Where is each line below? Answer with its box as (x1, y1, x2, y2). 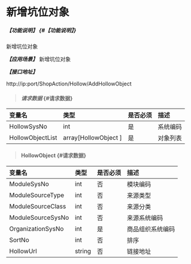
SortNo (9, 235, 30, 244)
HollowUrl (9, 247, 37, 255)
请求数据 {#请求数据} (20, 94, 73, 102)
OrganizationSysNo (9, 225, 64, 233)
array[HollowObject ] (62, 134, 122, 142)
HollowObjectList (9, 134, 57, 142)
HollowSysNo (9, 122, 47, 131)
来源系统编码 (126, 213, 163, 222)
